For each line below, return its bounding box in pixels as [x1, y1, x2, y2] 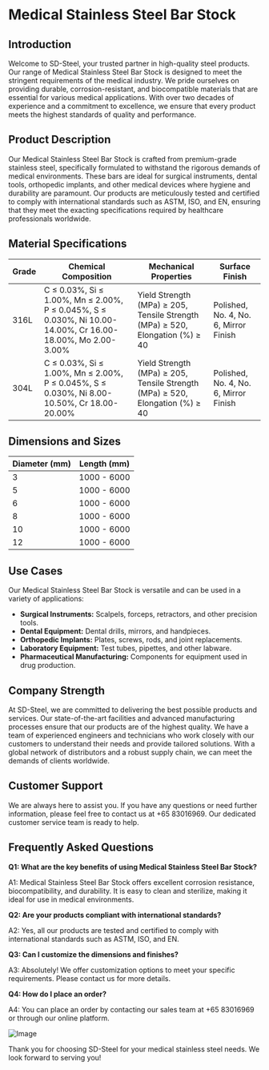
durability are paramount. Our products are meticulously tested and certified [8, 188, 260, 198]
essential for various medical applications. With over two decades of [8, 93, 235, 102]
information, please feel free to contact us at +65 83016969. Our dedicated [8, 809, 256, 819]
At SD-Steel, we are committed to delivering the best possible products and [8, 705, 258, 714]
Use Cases [8, 564, 63, 577]
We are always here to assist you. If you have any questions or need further [8, 800, 258, 810]
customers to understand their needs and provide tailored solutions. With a [8, 739, 255, 749]
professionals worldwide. [8, 214, 92, 223]
